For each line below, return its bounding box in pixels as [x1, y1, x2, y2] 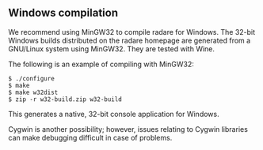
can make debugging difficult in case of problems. [8, 133, 173, 142]
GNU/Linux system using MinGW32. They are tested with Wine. [8, 43, 215, 54]
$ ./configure [8, 74, 55, 82]
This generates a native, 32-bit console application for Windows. [8, 109, 219, 118]
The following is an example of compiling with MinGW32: [8, 59, 194, 69]
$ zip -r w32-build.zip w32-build [8, 95, 123, 103]
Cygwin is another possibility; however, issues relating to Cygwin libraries [8, 124, 248, 133]
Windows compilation [8, 6, 119, 20]
